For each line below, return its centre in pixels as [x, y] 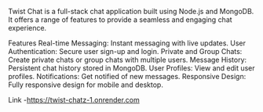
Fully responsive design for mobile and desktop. [86, 85]
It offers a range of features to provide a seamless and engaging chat [121, 20]
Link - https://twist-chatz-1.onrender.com [74, 100]
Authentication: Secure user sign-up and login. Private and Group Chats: [125, 51]
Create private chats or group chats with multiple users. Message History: [128, 60]
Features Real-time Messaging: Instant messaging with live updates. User [127, 43]
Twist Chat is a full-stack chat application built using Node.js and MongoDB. [131, 11]
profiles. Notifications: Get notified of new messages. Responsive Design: [127, 76]
